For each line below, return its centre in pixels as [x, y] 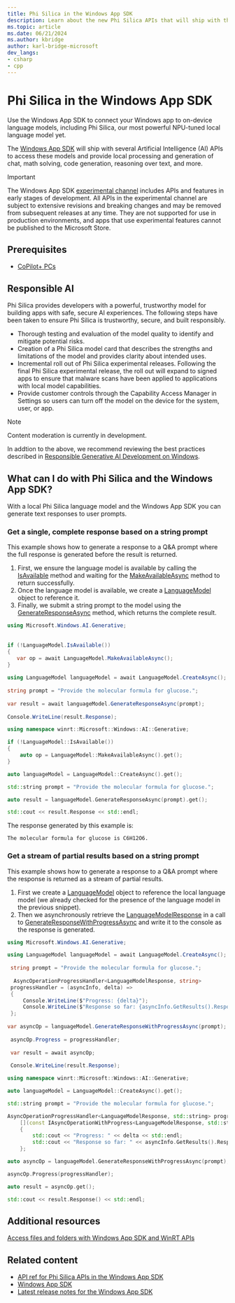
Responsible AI [41, 288]
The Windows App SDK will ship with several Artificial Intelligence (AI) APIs [115, 149]
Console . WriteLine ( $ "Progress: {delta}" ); [86, 1000]
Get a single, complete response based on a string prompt [108, 532]
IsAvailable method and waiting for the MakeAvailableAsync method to [119, 576]
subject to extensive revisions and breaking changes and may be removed [114, 205]
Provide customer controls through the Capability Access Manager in [117, 394]
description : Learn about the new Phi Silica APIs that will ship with [114, 20]
